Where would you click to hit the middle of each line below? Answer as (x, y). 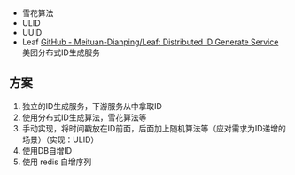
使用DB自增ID (47, 150)
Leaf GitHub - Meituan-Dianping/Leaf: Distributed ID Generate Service (150, 42)
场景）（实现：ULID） (60, 139)
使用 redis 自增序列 (57, 162)
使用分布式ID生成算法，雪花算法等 (84, 117)
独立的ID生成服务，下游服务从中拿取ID (92, 106)
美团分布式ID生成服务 (61, 52)
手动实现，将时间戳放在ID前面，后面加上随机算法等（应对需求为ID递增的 (154, 128)
